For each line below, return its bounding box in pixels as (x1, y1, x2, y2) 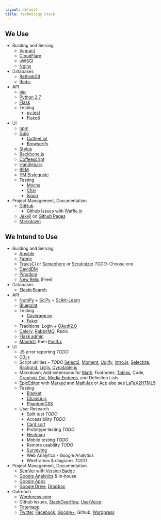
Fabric (19, 256, 32, 262)
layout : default (5, 7, 38, 12)
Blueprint (19, 302, 38, 308)
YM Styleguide (19, 172, 49, 178)
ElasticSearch (19, 287, 47, 293)
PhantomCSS (26, 401, 53, 407)
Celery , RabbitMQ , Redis (19, 328, 68, 334)
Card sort (26, 422, 46, 427)
